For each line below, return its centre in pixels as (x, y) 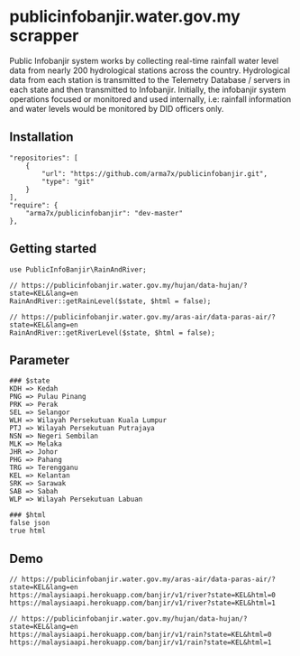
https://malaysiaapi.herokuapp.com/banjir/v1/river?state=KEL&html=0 (143, 596)
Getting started (53, 249)
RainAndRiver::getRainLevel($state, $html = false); (110, 301)
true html (28, 531)
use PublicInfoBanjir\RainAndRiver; (78, 269)
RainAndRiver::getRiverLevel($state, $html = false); (113, 333)
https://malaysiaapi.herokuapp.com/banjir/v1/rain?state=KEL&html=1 (141, 642)
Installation (41, 137)
